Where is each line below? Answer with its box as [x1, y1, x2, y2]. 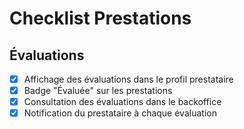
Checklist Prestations [9, 7, 192, 30]
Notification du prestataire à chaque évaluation [23, 107, 217, 119]
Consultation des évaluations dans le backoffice [23, 96, 222, 108]
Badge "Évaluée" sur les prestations [23, 85, 173, 97]
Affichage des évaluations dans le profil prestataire [23, 73, 234, 85]
